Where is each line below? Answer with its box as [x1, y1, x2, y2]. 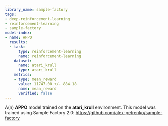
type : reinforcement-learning [18, 49, 81, 54]
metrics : [14, 72, 32, 77]
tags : [5, 12, 16, 17]
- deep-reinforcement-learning [5, 16, 70, 21]
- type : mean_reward [14, 77, 57, 82]
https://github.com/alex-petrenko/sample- [75, 110, 163, 116]
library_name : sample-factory [5, 7, 68, 12]
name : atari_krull [18, 63, 57, 68]
